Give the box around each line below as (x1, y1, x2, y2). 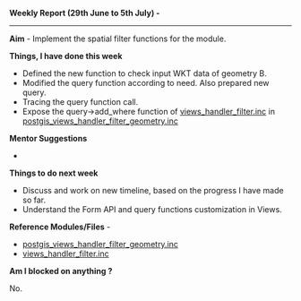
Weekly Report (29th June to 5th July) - (9, 8, 160, 18)
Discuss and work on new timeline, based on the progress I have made (21, 185, 284, 195)
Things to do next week (9, 168, 99, 178)
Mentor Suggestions (9, 133, 88, 143)
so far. (21, 194, 47, 205)
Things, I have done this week (9, 51, 123, 61)
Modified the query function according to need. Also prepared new (21, 78, 271, 88)
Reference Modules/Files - (9, 221, 111, 232)
